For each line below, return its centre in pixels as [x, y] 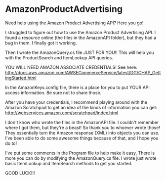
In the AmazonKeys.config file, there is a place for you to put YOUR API [77, 87]
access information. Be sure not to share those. [53, 92]
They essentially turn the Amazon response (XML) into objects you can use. [82, 133]
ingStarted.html [21, 78]
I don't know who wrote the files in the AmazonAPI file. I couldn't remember [82, 122]
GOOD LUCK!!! [20, 173]
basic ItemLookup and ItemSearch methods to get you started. [69, 163]
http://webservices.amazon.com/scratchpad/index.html [62, 113]
